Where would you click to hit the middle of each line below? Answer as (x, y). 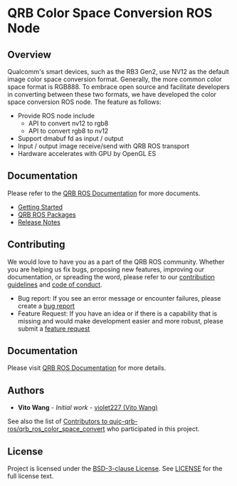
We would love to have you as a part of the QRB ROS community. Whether (116, 262)
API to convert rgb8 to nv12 (68, 131)
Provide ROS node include (56, 116)
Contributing (36, 245)
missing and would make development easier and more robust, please (120, 321)
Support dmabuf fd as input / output (70, 138)
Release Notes (39, 222)
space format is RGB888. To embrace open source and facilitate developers (118, 87)
